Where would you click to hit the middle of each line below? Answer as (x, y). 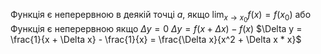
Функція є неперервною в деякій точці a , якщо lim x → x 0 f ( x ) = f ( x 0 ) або (161, 16)
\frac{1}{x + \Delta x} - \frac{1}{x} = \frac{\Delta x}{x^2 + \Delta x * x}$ (156, 40)
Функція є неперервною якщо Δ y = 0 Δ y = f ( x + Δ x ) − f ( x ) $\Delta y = (156, 29)
